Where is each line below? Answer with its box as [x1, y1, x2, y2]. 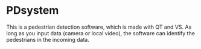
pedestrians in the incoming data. [6, 36, 89, 43]
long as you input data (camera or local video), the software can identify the [6, 29, 195, 36]
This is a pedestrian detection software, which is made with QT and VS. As [6, 23, 192, 30]
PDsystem [6, 4, 59, 17]
